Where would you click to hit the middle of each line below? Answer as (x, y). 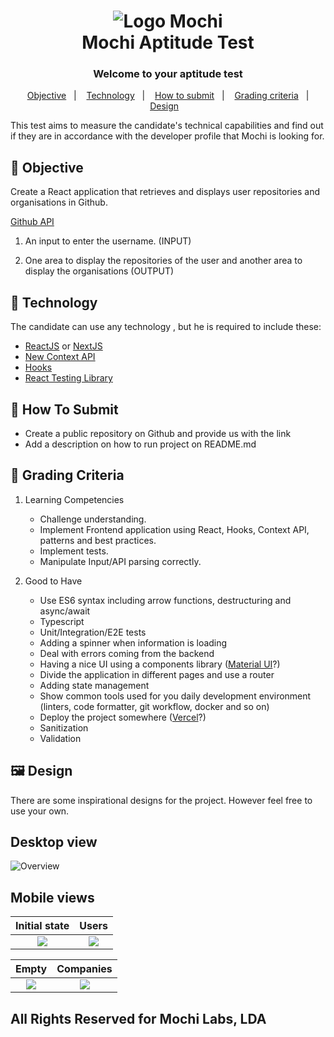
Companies (84, 969)
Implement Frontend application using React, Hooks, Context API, (174, 529)
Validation (60, 738)
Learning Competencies (74, 499)
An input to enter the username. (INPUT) (108, 241)
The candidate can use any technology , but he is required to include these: (166, 327)
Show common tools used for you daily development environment (175, 696)
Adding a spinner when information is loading (133, 642)
